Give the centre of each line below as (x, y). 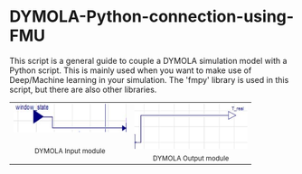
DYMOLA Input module (70, 151)
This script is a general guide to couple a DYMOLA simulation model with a (148, 60)
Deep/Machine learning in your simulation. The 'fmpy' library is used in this (149, 79)
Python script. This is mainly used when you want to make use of (131, 70)
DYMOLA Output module (191, 158)
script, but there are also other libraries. (83, 89)
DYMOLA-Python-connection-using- (152, 17)
